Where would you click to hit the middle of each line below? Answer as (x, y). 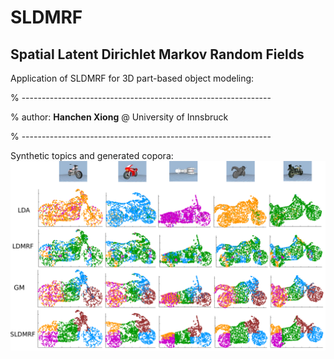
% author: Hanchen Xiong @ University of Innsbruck (119, 117)
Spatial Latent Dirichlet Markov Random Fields (157, 54)
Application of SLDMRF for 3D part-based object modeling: (132, 78)
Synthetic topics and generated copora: (92, 155)
